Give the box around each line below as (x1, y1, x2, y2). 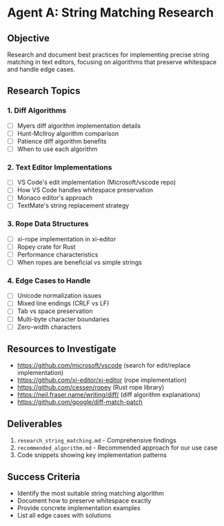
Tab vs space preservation (17, 307, 93, 315)
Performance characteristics (17, 250, 99, 259)
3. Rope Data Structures (7, 219, 89, 229)
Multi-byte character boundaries (17, 315, 110, 323)
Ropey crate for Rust (17, 243, 76, 251)
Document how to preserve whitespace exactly (17, 496, 152, 505)
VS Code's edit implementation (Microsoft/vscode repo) (17, 178, 176, 187)
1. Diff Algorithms (7, 105, 67, 115)
